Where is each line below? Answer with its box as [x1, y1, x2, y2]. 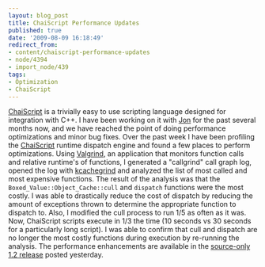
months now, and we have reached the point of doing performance [8, 124, 226, 133]
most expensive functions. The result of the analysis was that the [8, 174, 221, 184]
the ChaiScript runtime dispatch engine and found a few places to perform [8, 140, 251, 151]
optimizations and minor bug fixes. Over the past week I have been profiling [8, 132, 256, 142]
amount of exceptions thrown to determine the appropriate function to [8, 200, 237, 209]
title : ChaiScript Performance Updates [8, 19, 140, 27]
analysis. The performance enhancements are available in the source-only [8, 242, 251, 251]
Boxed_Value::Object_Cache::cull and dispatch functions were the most [8, 183, 244, 193]
